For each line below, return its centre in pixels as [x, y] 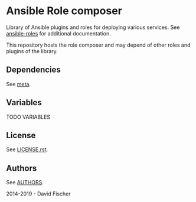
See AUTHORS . [25, 183]
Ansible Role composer [64, 11]
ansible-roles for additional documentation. [58, 33]
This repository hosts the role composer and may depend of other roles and [98, 45]
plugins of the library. [32, 51]
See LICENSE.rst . [27, 149]
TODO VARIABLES [28, 117]
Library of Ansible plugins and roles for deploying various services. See [93, 27]
